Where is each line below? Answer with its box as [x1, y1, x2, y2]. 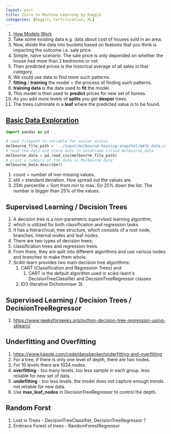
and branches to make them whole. [13, 254, 87, 260]
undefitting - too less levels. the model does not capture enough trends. [13, 378, 165, 384]
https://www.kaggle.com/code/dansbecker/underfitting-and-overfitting [13, 351, 162, 357]
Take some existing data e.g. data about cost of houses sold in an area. [13, 36, 162, 42]
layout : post [6, 7, 33, 13]
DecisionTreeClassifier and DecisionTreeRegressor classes [28, 276, 151, 282]
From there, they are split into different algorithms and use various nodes [13, 249, 166, 255]
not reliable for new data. [13, 383, 65, 390]
